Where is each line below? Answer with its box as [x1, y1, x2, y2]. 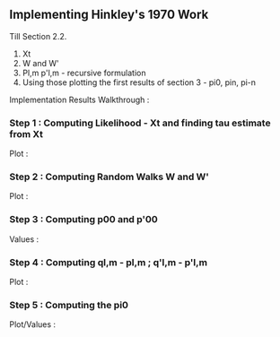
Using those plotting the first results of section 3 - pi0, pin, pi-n [22, 76, 257, 88]
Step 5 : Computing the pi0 [9, 298, 128, 311]
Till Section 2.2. [9, 30, 67, 41]
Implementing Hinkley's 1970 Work [9, 7, 209, 22]
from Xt [9, 127, 43, 140]
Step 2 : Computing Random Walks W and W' [9, 170, 209, 183]
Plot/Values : [9, 319, 57, 330]
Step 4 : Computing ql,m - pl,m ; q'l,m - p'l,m [9, 255, 208, 268]
